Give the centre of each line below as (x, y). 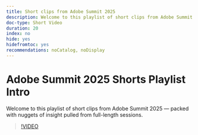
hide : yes (18, 39)
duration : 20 (22, 28)
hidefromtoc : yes (28, 45)
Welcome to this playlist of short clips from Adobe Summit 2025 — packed (98, 108)
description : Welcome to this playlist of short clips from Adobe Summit (100, 17)
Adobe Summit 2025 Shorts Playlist (96, 79)
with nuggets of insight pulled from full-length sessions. (75, 115)
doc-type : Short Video (34, 22)
